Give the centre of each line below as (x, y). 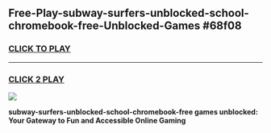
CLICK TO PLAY (40, 49)
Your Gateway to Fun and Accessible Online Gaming (97, 120)
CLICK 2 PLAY (36, 79)
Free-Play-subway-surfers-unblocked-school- (129, 13)
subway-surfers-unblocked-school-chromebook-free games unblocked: (133, 111)
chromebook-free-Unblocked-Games (104, 26)
